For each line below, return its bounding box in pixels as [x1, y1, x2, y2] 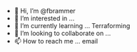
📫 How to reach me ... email [14, 37, 98, 45]
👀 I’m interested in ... [14, 14, 75, 22]
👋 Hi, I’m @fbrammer [14, 7, 76, 15]
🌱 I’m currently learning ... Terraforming [14, 22, 131, 30]
